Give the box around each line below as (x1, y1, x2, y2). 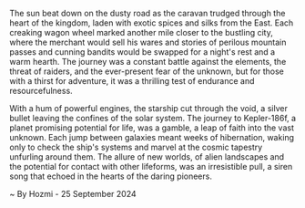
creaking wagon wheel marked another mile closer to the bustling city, (9, 27, 273, 37)
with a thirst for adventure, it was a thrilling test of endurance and (9, 76, 255, 86)
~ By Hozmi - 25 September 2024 (9, 189, 137, 199)
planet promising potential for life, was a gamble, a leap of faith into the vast (9, 122, 294, 133)
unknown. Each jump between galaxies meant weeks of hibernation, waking (9, 132, 294, 142)
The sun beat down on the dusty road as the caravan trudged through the (9, 8, 286, 18)
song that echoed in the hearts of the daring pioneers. (9, 171, 212, 182)
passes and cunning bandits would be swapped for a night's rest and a (9, 47, 276, 57)
